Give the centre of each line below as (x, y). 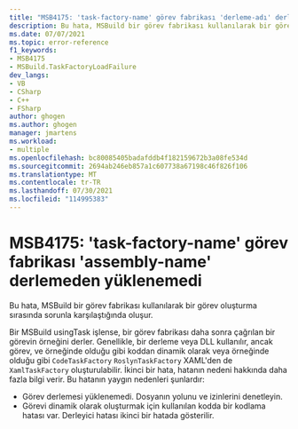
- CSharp (25, 91)
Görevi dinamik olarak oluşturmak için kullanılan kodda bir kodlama (144, 406)
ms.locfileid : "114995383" (59, 199)
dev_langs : (29, 75)
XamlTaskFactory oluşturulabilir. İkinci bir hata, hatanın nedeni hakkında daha (149, 369)
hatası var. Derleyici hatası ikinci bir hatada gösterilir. (118, 415)
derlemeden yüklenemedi (106, 281)
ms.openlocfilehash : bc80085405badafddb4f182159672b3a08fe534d (129, 158)
